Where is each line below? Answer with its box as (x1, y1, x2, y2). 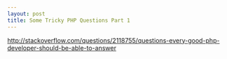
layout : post (7, 10, 46, 18)
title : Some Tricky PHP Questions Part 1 (7, 17, 131, 24)
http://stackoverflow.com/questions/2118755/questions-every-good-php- (7, 36, 220, 44)
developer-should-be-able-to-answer (7, 44, 117, 52)
